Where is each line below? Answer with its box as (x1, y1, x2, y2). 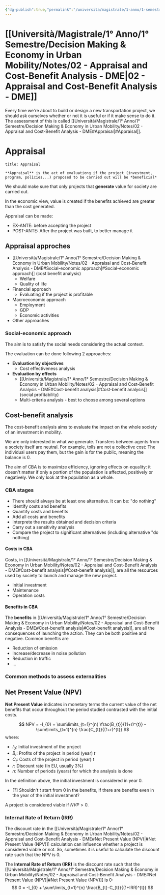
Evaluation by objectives (12, 360, 64, 366)
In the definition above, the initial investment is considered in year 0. (5, 778, 143, 784)
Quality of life (19, 281, 47, 287)
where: (5, 734, 20, 740)
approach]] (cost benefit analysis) (12, 271, 81, 277)
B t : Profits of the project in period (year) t (12, 750, 96, 757)
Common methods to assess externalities (5, 673, 107, 680)
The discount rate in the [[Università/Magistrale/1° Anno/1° (5, 825, 124, 832)
